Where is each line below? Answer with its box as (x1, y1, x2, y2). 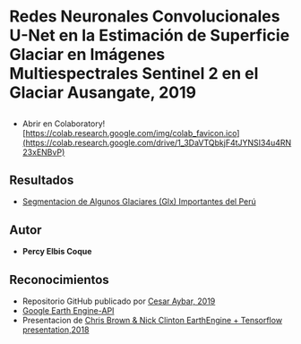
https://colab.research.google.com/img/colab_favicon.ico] (25, 127, 240, 138)
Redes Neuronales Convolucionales (9, 6, 280, 27)
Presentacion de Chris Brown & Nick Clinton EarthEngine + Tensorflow (21, 315, 283, 326)
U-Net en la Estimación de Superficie (9, 25, 290, 46)
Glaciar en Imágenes (9, 45, 166, 64)
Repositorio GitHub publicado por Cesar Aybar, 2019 (21, 296, 216, 306)
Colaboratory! (54, 118, 106, 129)
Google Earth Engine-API (21, 305, 115, 316)
